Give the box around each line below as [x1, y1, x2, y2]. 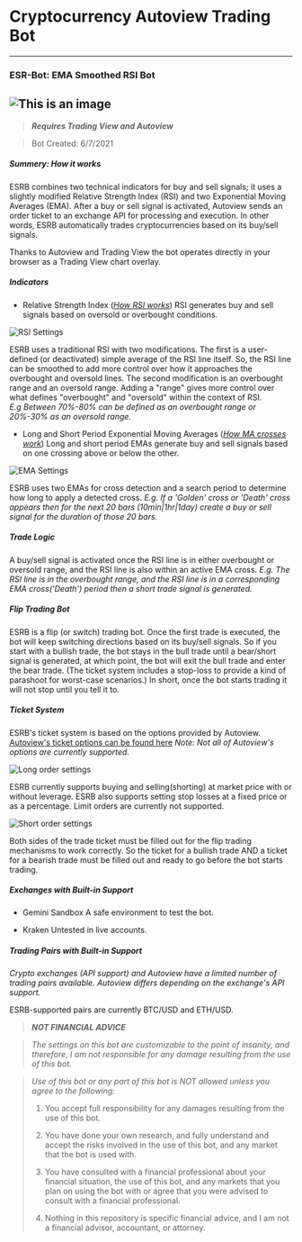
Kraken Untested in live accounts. [22, 925, 147, 936]
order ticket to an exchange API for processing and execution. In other [9, 210, 270, 221]
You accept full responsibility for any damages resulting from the [44, 1103, 285, 1114]
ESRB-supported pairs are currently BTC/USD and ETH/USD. [9, 1004, 234, 1015]
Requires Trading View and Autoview [31, 120, 173, 131]
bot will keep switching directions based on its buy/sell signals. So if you [9, 636, 277, 647]
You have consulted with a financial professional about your [44, 1166, 267, 1177]
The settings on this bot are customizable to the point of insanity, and [31, 1039, 290, 1050]
